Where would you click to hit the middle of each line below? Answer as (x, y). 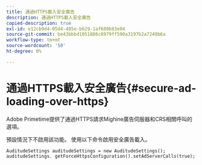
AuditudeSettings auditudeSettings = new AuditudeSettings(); (86, 151)
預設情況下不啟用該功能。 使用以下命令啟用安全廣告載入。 (78, 139)
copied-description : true (39, 23)
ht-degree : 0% (24, 51)
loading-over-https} (58, 101)
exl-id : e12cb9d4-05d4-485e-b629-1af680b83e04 (66, 29)
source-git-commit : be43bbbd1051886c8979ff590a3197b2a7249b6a (86, 34)
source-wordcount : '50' (36, 46)
